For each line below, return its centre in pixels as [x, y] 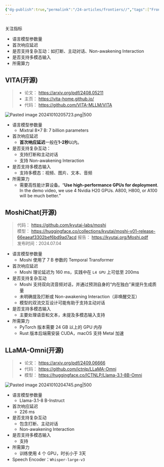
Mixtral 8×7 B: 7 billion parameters [54, 131]
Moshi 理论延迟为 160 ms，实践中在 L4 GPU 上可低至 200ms [79, 272]
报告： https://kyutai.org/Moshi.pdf [113, 237]
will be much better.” [40, 196]
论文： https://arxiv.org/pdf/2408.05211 [64, 93]
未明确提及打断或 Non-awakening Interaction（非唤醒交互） [80, 297]
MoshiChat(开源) [31, 212]
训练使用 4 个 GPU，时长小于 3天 [53, 453]
